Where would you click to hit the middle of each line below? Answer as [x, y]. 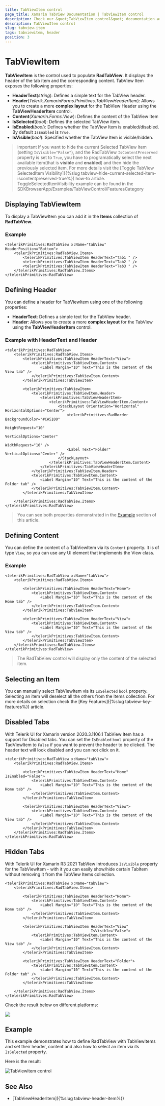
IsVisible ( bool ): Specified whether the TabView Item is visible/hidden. [83, 137]
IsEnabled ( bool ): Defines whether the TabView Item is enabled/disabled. [85, 127]
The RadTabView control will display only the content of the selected [86, 658]
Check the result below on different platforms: [52, 1005]
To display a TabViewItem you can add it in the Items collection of [72, 216]
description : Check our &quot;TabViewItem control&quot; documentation [80, 19]
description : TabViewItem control [41, 23]
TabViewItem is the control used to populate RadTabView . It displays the [79, 75]
